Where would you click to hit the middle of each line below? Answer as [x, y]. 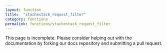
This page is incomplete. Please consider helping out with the [68, 38]
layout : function [23, 10]
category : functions [27, 19]
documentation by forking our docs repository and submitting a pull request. [84, 43]
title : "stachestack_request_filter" [45, 14]
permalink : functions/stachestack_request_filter [58, 24]
